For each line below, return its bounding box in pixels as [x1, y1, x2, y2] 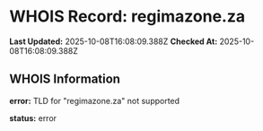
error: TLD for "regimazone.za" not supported [9, 95, 180, 106]
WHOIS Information [9, 72, 121, 87]
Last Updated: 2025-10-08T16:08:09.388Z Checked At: [9, 36, 218, 47]
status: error [9, 112, 57, 123]
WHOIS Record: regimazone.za [9, 6, 245, 27]
